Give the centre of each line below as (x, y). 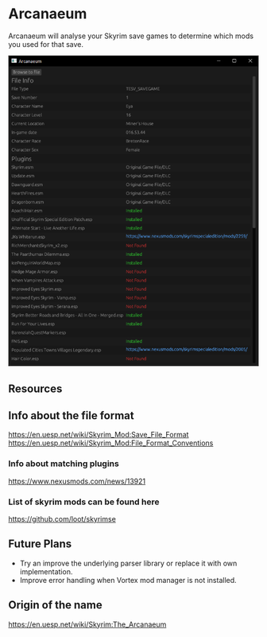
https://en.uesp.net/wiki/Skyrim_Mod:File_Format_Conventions (111, 443)
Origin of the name (55, 605)
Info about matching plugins (64, 464)
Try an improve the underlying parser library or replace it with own (128, 563)
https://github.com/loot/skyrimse (62, 519)
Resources (35, 388)
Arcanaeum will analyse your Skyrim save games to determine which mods (131, 36)
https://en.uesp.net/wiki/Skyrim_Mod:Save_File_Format (99, 435)
